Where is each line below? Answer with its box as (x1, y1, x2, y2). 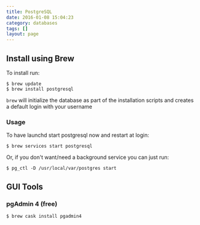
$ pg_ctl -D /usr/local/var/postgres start (6, 166, 117, 172)
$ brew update (6, 80, 42, 87)
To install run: (6, 69, 40, 76)
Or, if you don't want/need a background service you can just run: (6, 154, 169, 161)
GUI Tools (6, 181, 43, 192)
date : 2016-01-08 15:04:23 (6, 14, 74, 20)
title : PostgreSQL (6, 8, 52, 15)
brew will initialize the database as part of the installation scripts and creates (6, 97, 194, 104)
